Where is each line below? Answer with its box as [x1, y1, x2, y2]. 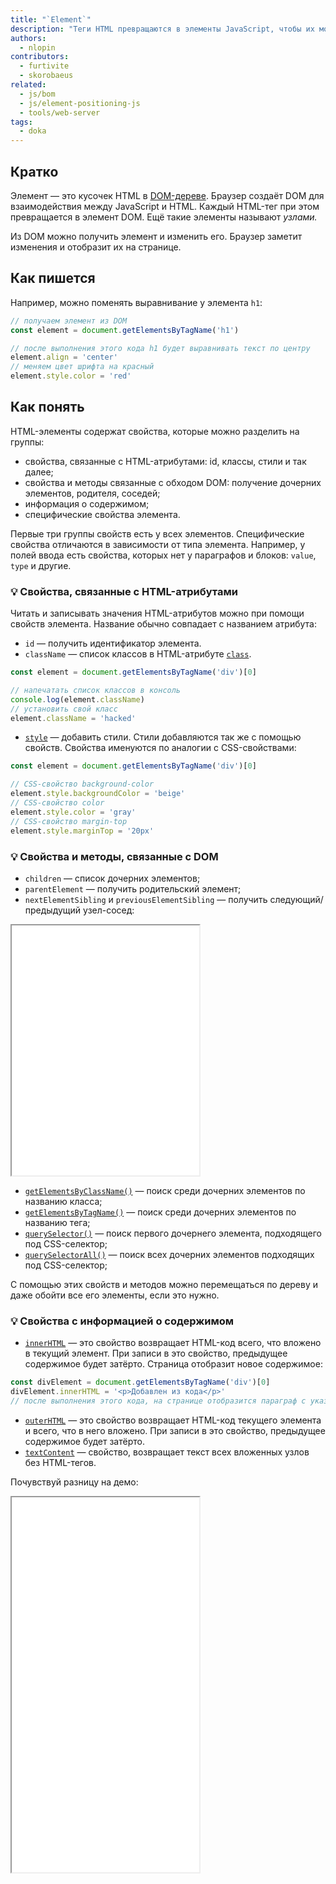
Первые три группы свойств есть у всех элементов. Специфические [10, 527, 305, 540]
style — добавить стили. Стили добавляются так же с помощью [24, 731, 302, 743]
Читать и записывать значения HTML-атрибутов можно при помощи [10, 607, 305, 620]
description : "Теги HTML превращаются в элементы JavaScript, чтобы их [10, 24, 315, 34]
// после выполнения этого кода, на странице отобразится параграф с [10, 1396, 307, 1406]
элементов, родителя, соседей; [24, 487, 161, 499]
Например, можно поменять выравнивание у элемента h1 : [10, 296, 263, 308]
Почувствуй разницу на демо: [10, 1476, 139, 1488]
